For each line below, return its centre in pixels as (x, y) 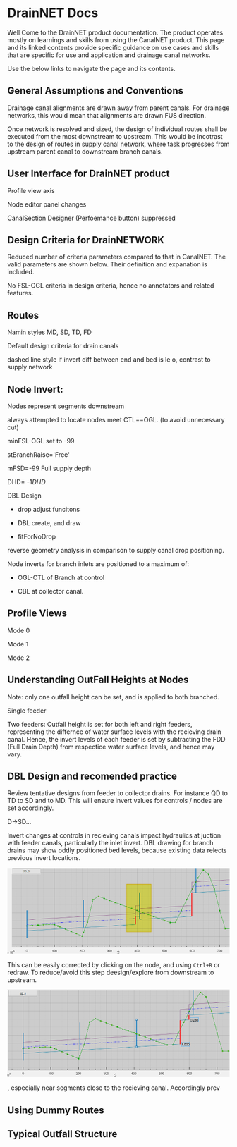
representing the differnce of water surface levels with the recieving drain (114, 732)
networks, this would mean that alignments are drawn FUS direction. (107, 115)
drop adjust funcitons (48, 509)
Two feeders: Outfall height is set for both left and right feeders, (100, 724)
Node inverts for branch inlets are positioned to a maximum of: (98, 564)
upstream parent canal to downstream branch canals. (85, 151)
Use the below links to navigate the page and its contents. (91, 68)
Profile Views (37, 614)
